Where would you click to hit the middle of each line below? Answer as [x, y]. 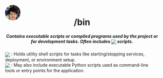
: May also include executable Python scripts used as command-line [80, 65]
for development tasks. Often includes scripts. [82, 41]
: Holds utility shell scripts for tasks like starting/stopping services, [78, 54]
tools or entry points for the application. [45, 70]
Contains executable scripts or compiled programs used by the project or [82, 36]
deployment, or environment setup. [40, 60]
